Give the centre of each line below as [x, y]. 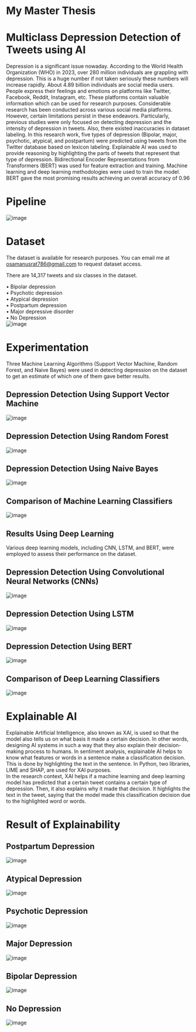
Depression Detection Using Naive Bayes [82, 468]
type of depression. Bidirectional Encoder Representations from [83, 160]
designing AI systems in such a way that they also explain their [82, 745]
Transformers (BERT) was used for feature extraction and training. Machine [97, 166]
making [15, 751]
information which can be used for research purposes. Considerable [88, 104]
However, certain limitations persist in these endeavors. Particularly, [88, 116]
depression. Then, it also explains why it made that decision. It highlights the [98, 789]
